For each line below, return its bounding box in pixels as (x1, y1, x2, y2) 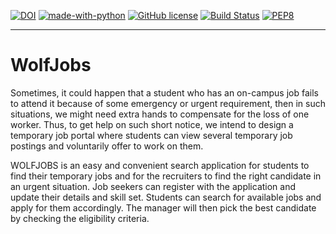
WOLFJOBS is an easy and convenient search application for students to (10, 159, 310, 171)
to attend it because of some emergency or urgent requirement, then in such (10, 97, 326, 109)
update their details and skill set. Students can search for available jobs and (10, 191, 322, 203)
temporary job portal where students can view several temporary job (10, 129, 293, 141)
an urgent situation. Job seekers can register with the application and (10, 180, 297, 192)
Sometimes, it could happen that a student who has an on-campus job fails (10, 86, 319, 99)
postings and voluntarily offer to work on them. (10, 140, 204, 152)
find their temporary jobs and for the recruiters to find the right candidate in (10, 170, 322, 182)
